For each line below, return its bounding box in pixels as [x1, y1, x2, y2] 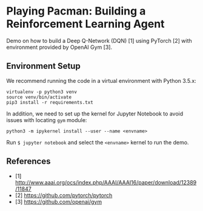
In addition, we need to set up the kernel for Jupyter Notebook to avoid [6, 110, 184, 117]
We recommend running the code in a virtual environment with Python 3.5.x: [6, 77, 197, 84]
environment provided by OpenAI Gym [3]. [6, 44, 113, 51]
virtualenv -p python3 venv [6, 89, 78, 95]
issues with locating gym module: [6, 116, 87, 123]
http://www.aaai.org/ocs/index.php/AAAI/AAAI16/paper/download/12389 [15, 178, 197, 186]
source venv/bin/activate [6, 94, 72, 100]
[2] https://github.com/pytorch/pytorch [15, 192, 113, 199]
